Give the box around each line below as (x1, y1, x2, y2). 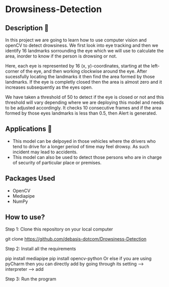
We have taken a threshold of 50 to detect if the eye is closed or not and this (5, 94, 164, 100)
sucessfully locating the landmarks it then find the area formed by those (5, 74, 155, 79)
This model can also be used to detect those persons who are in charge (12, 154, 162, 160)
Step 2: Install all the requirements (5, 246, 76, 252)
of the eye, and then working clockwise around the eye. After (20, 68, 147, 74)
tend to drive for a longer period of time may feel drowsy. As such (12, 143, 150, 149)
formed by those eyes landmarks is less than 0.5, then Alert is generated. (5, 110, 157, 116)
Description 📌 (5, 24, 49, 32)
